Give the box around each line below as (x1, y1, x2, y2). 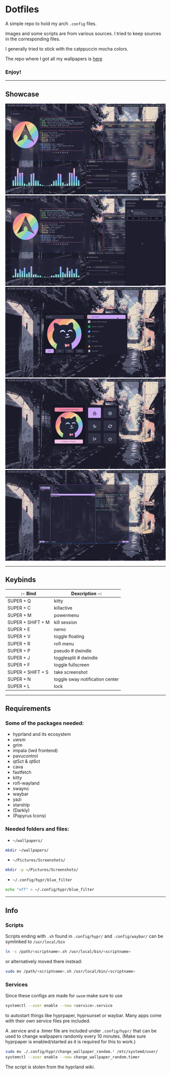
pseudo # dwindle (54, 647, 92, 654)
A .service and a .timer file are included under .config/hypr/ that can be (5, 1027, 157, 1034)
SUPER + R (7, 640, 31, 646)
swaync (12, 786, 30, 792)
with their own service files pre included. (5, 1018, 91, 1024)
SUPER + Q (7, 598, 32, 604)
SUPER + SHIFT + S (7, 669, 49, 675)
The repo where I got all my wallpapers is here (5, 55, 103, 62)
